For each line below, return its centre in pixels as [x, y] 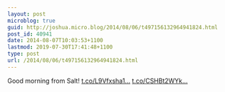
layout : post [27, 14]
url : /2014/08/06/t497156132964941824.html [73, 61]
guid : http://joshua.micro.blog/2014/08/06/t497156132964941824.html [113, 27]
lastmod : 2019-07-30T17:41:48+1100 [60, 47]
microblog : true [31, 21]
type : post [23, 54]
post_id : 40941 [30, 34]
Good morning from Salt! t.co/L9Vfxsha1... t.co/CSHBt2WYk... [98, 81]
